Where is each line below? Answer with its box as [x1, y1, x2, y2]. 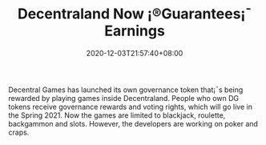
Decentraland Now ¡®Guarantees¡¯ [17, 5, 252, 23]
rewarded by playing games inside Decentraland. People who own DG [8, 93, 240, 103]
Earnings [103, 22, 166, 40]
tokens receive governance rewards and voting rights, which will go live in [8, 102, 252, 111]
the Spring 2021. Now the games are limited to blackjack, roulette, [8, 110, 226, 120]
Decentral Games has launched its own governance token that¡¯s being [8, 85, 244, 95]
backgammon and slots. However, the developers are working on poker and [8, 119, 259, 128]
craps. [8, 127, 30, 137]
